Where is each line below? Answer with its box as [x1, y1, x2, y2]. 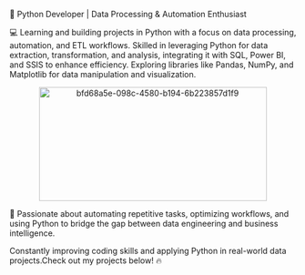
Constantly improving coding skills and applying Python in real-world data [9, 246, 287, 256]
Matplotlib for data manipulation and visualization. [9, 69, 197, 79]
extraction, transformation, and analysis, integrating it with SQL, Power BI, [9, 50, 287, 60]
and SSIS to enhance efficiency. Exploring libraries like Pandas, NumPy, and [9, 59, 294, 70]
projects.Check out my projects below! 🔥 [9, 255, 162, 266]
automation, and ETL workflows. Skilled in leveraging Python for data [9, 40, 269, 50]
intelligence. [9, 228, 56, 239]
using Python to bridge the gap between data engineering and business [9, 219, 279, 229]
